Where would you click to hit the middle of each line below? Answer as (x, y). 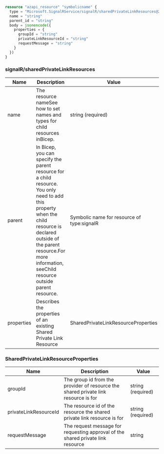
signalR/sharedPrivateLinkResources (50, 69)
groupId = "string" (38, 34)
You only (46, 189)
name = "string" (26, 16)
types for (46, 121)
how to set (48, 108)
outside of (48, 238)
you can (45, 153)
